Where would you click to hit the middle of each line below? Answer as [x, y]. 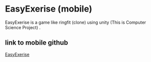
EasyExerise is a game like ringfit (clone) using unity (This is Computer [76, 22]
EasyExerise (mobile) [49, 9]
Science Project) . [23, 27]
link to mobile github [37, 43]
